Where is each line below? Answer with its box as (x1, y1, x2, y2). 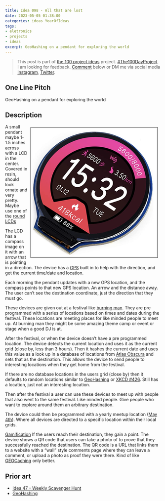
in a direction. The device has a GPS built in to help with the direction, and (5, 265, 156, 271)
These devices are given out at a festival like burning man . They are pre (5, 305, 151, 311)
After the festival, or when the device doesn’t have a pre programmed (5, 335, 147, 341)
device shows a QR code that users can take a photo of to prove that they (5, 437, 155, 443)
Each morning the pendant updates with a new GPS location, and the (5, 280, 145, 286)
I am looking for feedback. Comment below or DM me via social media (17, 64, 161, 70)
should (5, 176, 19, 182)
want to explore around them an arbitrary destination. (5, 402, 114, 408)
